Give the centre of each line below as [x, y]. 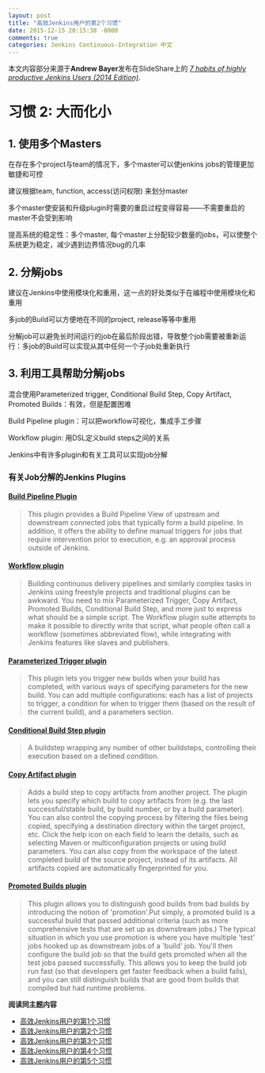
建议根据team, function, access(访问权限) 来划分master [98, 191]
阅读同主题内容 [32, 1004]
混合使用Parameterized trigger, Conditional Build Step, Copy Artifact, [120, 394]
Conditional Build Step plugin [57, 730]
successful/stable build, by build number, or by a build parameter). [136, 809]
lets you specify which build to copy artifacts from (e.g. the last [131, 800]
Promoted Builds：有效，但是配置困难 [70, 404]
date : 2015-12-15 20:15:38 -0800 [63, 30]
